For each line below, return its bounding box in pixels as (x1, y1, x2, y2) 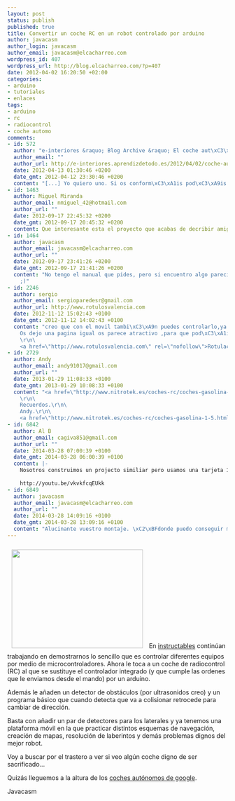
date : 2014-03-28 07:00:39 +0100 (13, 447, 111, 455)
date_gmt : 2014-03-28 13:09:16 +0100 (13, 519, 124, 526)
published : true (7, 23, 55, 30)
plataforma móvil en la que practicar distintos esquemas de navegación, (7, 724, 215, 732)
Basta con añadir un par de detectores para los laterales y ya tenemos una (7, 716, 222, 725)
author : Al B (13, 427, 52, 435)
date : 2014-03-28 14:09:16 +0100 (13, 513, 111, 520)
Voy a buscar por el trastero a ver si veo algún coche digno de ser (7, 752, 198, 761)
